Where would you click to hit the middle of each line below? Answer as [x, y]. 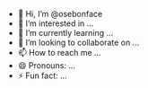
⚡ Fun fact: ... [42, 75]
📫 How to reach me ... [59, 53]
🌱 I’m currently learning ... [65, 33]
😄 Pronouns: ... [47, 66]
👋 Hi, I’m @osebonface [60, 14]
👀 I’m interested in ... [56, 23]
